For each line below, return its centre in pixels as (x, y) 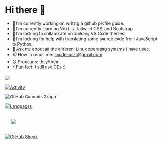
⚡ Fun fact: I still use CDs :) (39, 67)
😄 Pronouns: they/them (36, 61)
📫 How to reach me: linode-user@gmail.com (57, 54)
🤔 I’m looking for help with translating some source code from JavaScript (85, 39)
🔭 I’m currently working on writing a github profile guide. (68, 23)
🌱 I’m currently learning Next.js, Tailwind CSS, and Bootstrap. (73, 28)
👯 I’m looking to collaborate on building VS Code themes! (69, 33)
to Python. (22, 44)
